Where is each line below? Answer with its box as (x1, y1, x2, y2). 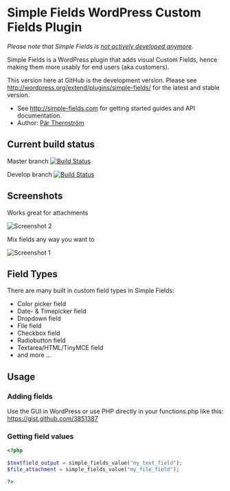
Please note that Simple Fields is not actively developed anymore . (7, 42, 194, 50)
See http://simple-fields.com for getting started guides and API (16, 104, 196, 112)
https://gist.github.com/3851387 (7, 415, 98, 423)
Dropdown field (16, 314, 61, 323)
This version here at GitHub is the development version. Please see (7, 76, 197, 84)
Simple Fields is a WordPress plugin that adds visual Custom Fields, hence (7, 55, 218, 63)
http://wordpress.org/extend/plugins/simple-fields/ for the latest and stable (7, 83, 220, 91)
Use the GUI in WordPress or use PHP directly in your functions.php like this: (7, 407, 224, 415)
